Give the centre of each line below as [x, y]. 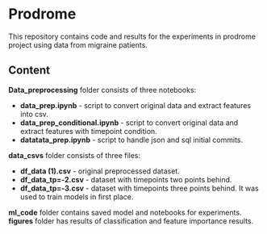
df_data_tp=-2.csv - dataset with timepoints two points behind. [126, 179]
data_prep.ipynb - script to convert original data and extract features [136, 105]
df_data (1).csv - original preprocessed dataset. [100, 171]
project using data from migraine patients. [78, 44]
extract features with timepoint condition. [88, 131]
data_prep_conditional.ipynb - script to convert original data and [129, 123]
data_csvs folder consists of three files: [75, 155]
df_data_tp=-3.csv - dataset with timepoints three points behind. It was [140, 188]
